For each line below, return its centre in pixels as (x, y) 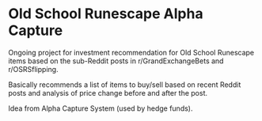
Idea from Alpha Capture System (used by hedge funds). (101, 108)
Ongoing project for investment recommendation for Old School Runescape (131, 52)
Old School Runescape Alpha (106, 14)
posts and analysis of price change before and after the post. (108, 93)
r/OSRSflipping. (33, 69)
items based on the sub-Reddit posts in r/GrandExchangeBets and (116, 61)
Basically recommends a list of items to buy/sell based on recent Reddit (125, 85)
